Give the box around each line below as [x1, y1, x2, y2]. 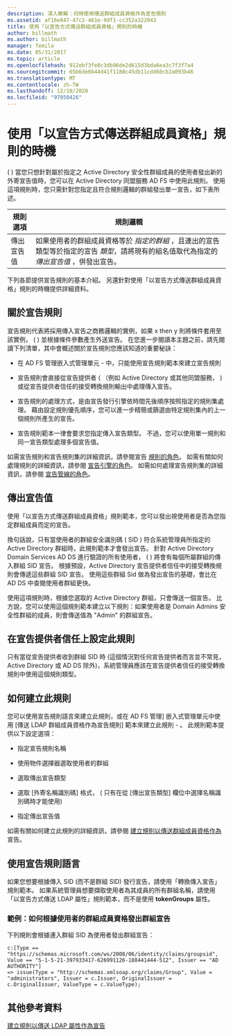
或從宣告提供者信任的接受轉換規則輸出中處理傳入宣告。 [17, 382, 175, 390]
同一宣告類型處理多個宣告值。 [17, 437, 103, 446]
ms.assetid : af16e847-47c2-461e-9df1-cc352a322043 [7, 17, 157, 24]
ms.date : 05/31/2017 [7, 49, 67, 56]
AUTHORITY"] [7, 963, 42, 970]
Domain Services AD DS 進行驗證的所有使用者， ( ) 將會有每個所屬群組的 [7, 553, 215, 561]
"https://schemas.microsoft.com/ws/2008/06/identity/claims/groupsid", [7, 951, 218, 958]
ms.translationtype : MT [7, 74, 76, 82]
